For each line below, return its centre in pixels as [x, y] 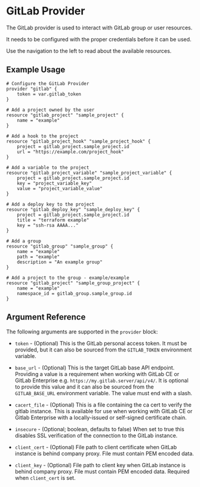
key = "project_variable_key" [55, 183]
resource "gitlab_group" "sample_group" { [60, 246]
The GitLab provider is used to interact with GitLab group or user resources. [99, 28]
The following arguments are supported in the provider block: [82, 332]
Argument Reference [46, 317]
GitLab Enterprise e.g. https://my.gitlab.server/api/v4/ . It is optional [102, 380]
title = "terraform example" [53, 220]
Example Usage [36, 70]
